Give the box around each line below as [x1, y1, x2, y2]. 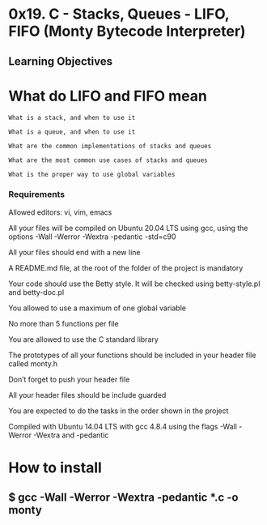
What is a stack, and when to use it [8, 113, 136, 122]
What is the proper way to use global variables [8, 170, 176, 178]
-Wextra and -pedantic [33, 430, 109, 440]
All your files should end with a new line [8, 247, 141, 257]
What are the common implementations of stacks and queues [8, 142, 212, 150]
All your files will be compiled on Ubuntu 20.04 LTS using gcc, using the [8, 223, 248, 233]
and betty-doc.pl [8, 287, 65, 297]
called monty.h [8, 358, 58, 369]
